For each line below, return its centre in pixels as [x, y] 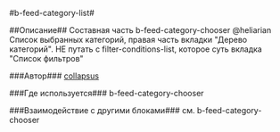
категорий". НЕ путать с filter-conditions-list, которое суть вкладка [136, 49]
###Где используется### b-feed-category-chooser [107, 93]
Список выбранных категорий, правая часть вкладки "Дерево [128, 40]
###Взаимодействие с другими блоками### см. [102, 110]
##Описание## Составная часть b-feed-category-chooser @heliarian [140, 30]
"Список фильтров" [46, 58]
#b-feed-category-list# [52, 13]
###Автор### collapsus [54, 76]
